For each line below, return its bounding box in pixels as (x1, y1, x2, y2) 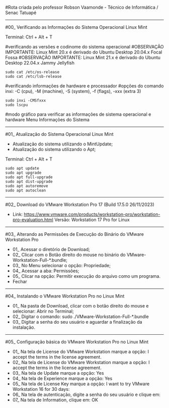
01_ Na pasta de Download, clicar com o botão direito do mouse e (12, 303, 149, 309)
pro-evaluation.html (12, 217, 54, 223)
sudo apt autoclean (5, 188, 46, 193)
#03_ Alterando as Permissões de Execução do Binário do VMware (5, 231, 144, 237)
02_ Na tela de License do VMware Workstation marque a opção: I (12, 360, 150, 365)
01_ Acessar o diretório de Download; (12, 246, 91, 252)
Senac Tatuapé (5, 10, 37, 16)
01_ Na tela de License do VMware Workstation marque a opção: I (12, 348, 149, 354)
